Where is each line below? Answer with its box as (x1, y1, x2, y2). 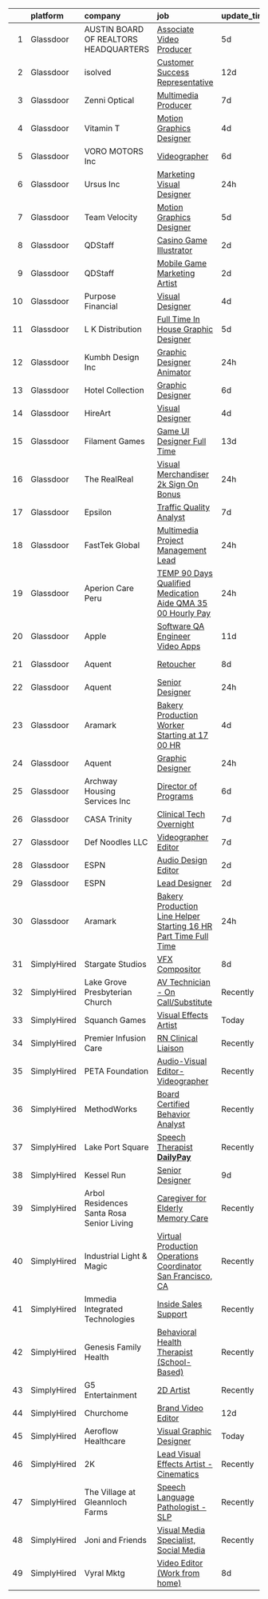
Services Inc (84, 796, 132, 806)
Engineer (156, 631, 191, 642)
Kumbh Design (84, 352, 140, 362)
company (84, 10, 121, 21)
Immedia (84, 1293, 117, 1305)
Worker (156, 720, 185, 730)
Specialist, (156, 1535, 196, 1545)
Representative (156, 77, 214, 87)
